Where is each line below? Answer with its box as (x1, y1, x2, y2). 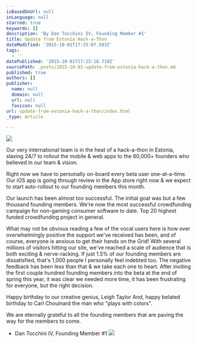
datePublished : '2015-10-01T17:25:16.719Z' (6, 58, 115, 64)
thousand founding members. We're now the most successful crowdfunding (6, 201, 192, 208)
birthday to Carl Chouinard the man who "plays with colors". (6, 300, 153, 307)
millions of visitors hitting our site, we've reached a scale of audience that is (6, 244, 191, 251)
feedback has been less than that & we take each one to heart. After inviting (6, 263, 191, 270)
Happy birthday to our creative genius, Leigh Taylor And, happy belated (6, 294, 180, 301)
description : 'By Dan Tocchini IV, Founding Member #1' (6, 31, 147, 37)
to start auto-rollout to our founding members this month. (6, 183, 146, 190)
